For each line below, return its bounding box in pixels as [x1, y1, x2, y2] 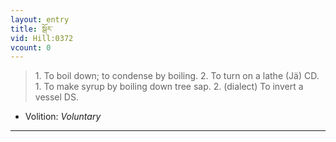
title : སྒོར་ [10, 24, 54, 34]
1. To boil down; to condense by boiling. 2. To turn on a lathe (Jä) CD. [34, 70, 320, 82]
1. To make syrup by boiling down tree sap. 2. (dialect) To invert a [34, 81, 304, 93]
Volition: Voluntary [24, 111, 102, 123]
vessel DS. [34, 91, 79, 103]
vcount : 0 [10, 42, 52, 53]
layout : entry [10, 14, 70, 25]
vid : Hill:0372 [10, 33, 74, 43]
